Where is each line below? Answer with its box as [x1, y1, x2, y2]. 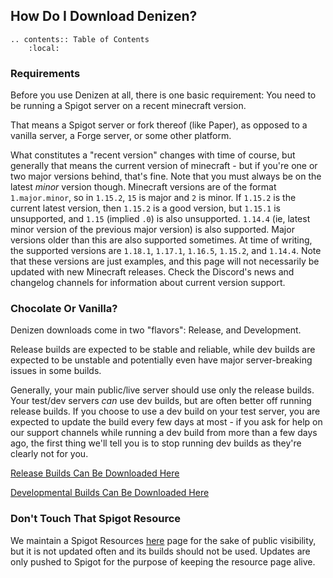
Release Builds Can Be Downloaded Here [10, 467, 180, 479]
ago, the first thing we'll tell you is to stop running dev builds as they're [10, 437, 302, 449]
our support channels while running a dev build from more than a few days [10, 427, 318, 439]
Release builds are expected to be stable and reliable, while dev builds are [10, 344, 316, 356]
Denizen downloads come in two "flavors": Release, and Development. [10, 324, 302, 336]
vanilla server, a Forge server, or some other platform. [10, 130, 232, 142]
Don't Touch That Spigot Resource [10, 512, 182, 526]
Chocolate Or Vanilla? [10, 302, 118, 316]
